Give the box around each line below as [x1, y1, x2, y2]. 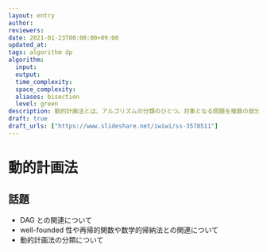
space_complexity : [15, 85, 77, 94]
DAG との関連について [19, 215, 93, 224]
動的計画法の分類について [19, 235, 104, 244]
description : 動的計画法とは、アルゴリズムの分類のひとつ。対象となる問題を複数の [8, 108, 249, 116]
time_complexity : [15, 78, 73, 86]
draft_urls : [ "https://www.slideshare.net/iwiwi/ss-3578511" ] [8, 122, 219, 130]
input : [15, 63, 37, 71]
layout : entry [8, 11, 56, 20]
